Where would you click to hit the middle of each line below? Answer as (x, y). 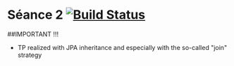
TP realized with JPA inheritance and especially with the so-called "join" (122, 47)
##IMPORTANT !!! (33, 34)
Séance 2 (35, 15)
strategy (30, 55)
